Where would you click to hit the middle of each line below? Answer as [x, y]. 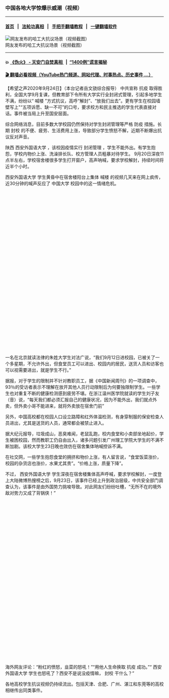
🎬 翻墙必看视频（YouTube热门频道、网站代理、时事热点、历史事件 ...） [79, 75]
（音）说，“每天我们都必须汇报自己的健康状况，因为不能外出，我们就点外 [81, 400]
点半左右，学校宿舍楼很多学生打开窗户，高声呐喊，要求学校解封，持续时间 [82, 160]
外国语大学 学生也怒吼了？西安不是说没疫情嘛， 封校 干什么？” [70, 673]
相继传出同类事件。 [25, 690]
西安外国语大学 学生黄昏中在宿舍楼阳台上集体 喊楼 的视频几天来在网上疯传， [84, 177]
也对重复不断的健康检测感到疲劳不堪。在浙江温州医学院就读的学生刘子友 [84, 393]
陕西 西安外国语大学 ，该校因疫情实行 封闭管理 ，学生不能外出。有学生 [78, 148]
